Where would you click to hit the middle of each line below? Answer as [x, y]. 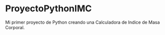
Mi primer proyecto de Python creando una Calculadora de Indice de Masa [82, 22]
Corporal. [15, 27]
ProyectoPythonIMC [49, 9]
